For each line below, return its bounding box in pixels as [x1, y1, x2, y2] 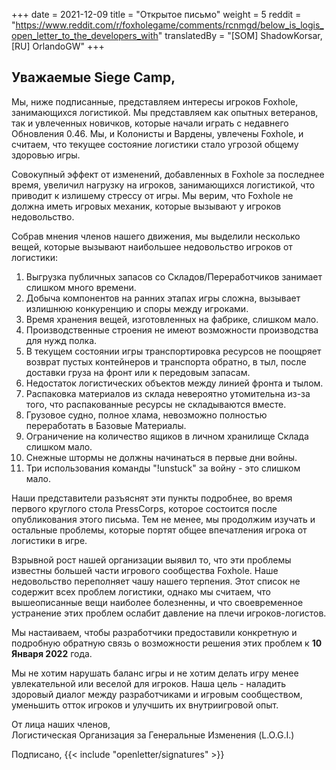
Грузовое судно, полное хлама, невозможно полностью [25, 409, 268, 421]
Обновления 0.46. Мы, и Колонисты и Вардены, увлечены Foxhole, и [11, 127, 304, 139]
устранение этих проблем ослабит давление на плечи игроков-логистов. [11, 607, 327, 619]
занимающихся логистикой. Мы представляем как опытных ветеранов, [11, 106, 319, 118]
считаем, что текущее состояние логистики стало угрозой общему [11, 138, 299, 150]
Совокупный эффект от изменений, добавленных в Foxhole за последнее [11, 168, 325, 180]
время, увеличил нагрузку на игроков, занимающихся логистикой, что [11, 179, 316, 191]
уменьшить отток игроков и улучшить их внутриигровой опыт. [11, 699, 279, 711]
